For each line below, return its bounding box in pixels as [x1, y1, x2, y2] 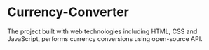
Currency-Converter [7, 4, 130, 20]
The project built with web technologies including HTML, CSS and [7, 27, 198, 35]
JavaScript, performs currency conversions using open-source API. [7, 34, 203, 42]
